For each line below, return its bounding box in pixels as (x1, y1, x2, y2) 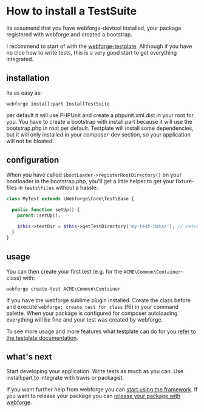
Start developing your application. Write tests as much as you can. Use (6, 368, 184, 375)
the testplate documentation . (6, 334, 79, 341)
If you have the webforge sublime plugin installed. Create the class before (6, 296, 191, 304)
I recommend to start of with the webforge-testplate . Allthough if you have (6, 42, 192, 50)
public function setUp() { (12, 207, 80, 213)
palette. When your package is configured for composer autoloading (6, 309, 178, 317)
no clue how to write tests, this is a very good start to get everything (6, 49, 177, 56)
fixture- (175, 177, 195, 184)
